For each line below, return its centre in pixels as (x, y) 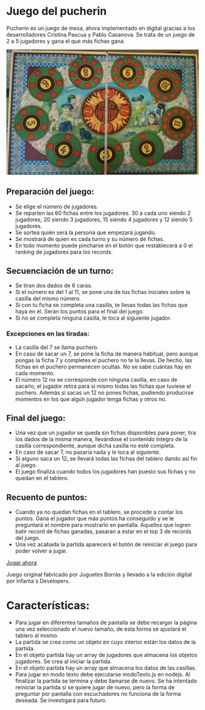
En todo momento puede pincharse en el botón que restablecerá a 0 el (104, 245)
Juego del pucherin (56, 11)
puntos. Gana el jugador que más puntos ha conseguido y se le (95, 518)
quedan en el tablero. (42, 478)
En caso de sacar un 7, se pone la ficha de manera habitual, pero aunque (106, 353)
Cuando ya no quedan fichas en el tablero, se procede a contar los (99, 512)
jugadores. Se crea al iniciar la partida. (63, 662)
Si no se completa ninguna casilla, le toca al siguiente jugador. (93, 318)
